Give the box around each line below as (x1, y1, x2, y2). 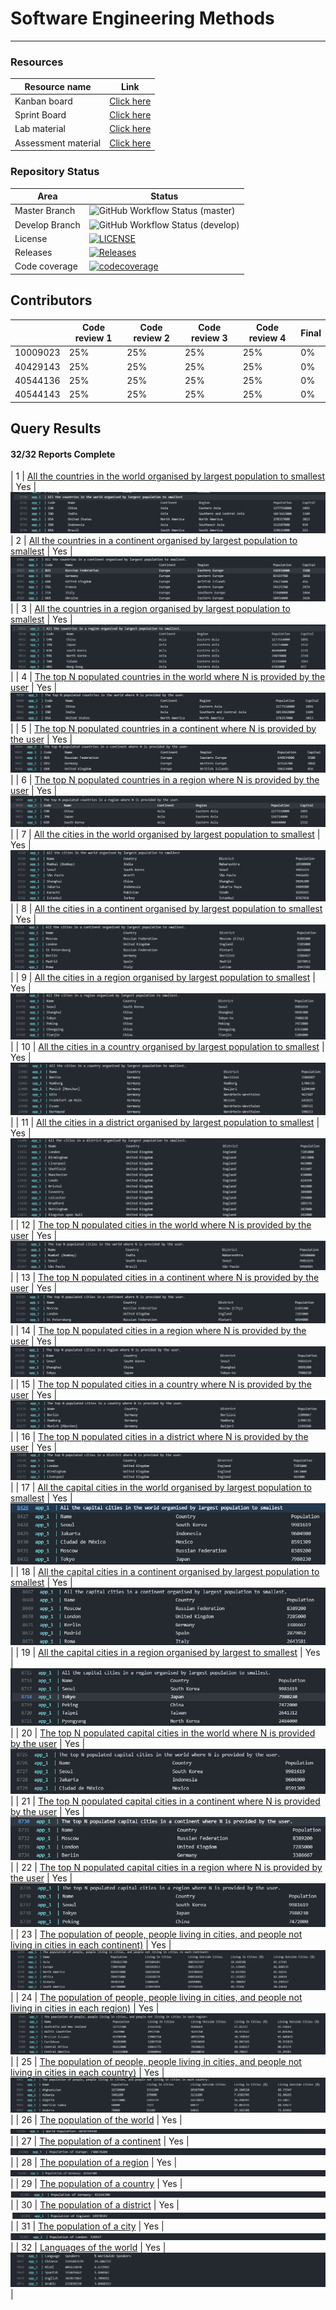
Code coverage (14, 260, 78, 272)
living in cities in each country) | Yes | (10, 2067, 165, 2079)
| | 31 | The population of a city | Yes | (10, 2220, 165, 2232)
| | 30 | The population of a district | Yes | (10, 2199, 180, 2211)
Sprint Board (14, 109, 67, 121)
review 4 (248, 332, 287, 344)
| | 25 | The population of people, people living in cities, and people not (10, 2056, 302, 2068)
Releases (14, 247, 53, 259)
